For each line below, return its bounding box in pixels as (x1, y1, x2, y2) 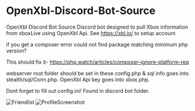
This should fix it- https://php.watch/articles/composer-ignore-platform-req (6, 58, 189, 65)
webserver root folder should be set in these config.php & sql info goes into (6, 70, 189, 77)
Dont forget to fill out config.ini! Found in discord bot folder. (6, 87, 150, 94)
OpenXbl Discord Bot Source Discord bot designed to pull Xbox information (6, 23, 189, 30)
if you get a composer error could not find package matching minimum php (6, 41, 188, 48)
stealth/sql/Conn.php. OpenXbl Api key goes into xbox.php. (6, 76, 150, 83)
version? (6, 47, 27, 54)
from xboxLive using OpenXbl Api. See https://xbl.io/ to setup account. (6, 29, 177, 36)
